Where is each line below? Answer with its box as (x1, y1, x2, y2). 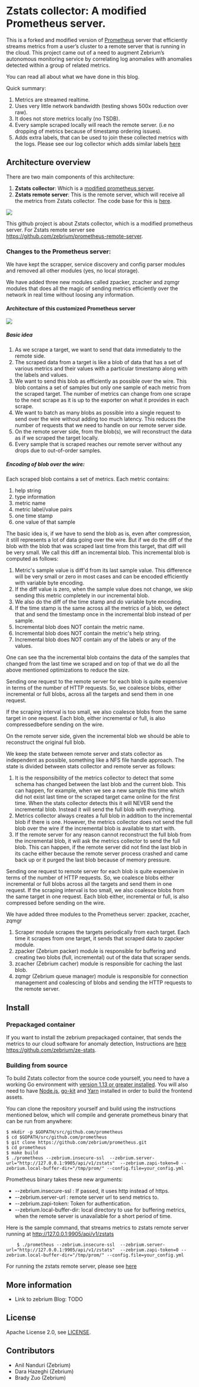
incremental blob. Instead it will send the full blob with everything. (14, 806, 176, 813)
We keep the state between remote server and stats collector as (6, 750, 163, 758)
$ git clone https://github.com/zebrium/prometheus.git (6, 1140, 147, 1146)
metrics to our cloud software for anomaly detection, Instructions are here (6, 1040, 187, 1047)
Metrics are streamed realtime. (14, 96, 90, 103)
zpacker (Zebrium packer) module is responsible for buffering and (14, 947, 176, 955)
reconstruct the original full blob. (6, 739, 86, 746)
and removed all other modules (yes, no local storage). (6, 267, 140, 274)
